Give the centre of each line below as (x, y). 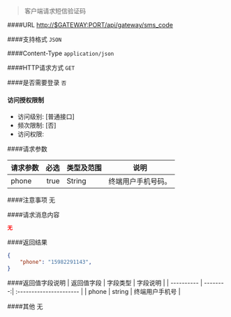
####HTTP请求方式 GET (41, 68)
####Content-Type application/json (61, 53)
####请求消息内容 (33, 215)
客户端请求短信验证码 (55, 11)
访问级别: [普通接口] (46, 117)
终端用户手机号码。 (140, 182)
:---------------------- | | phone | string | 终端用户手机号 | (98, 291)
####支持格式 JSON (35, 39)
